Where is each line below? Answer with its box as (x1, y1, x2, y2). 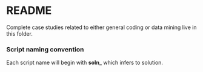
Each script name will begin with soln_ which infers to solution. (6, 59, 164, 67)
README (6, 4, 52, 18)
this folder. (6, 30, 33, 37)
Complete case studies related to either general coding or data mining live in (6, 24, 197, 31)
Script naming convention (6, 45, 84, 53)
